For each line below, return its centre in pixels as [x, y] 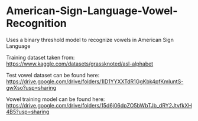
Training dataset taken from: [40, 57]
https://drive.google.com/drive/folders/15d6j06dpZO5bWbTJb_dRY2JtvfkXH [99, 105]
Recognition [36, 23]
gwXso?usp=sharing [31, 87]
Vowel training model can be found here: [56, 99]
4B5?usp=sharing [28, 112]
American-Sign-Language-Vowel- [92, 11]
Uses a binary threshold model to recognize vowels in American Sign [90, 40]
